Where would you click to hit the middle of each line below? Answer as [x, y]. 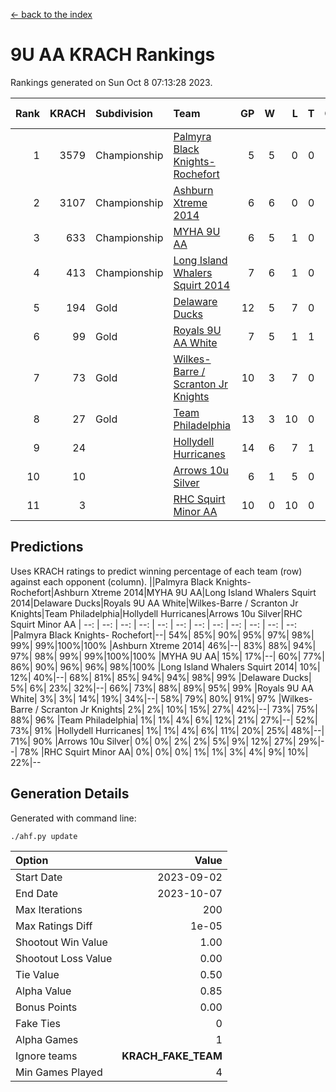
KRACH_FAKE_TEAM [172, 1056]
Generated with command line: [73, 818]
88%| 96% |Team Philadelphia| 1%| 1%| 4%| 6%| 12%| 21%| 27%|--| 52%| [164, 720]
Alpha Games [47, 1039]
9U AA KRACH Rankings [113, 55]
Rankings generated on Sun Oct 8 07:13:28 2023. [111, 82]
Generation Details [70, 794]
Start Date [39, 877]
